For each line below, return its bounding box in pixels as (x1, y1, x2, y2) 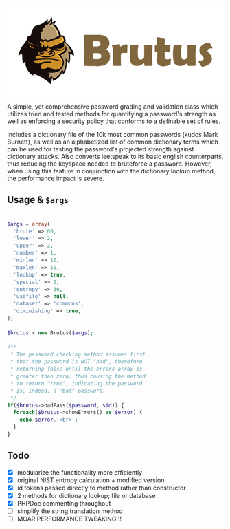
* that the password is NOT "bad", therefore (10, 358, 143, 365)
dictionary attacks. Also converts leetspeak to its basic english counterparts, (7, 152, 224, 160)
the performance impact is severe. (7, 174, 105, 182)
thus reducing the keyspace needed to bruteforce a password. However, (7, 160, 212, 168)
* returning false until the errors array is (10, 366, 143, 373)
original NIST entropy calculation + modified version (16, 476, 165, 484)
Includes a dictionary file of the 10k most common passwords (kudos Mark (7, 130, 218, 138)
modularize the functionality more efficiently (16, 468, 143, 476)
